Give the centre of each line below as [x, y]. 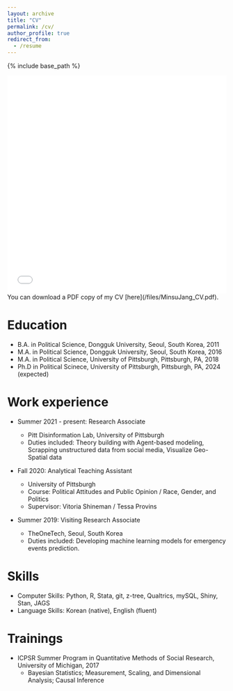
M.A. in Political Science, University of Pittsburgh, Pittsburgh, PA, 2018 [118, 359]
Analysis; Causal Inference [66, 680]
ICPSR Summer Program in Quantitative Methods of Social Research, [116, 658]
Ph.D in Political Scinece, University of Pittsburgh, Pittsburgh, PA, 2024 [119, 366]
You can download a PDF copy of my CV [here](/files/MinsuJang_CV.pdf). [113, 297]
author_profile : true [39, 33]
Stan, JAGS [33, 603]
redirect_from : [29, 40]
